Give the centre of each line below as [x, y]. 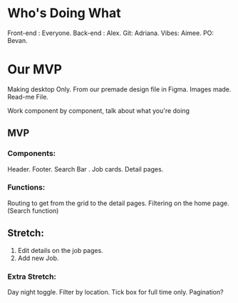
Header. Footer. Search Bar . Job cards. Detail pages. [86, 169]
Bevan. [18, 40]
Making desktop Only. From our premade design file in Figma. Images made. [119, 89]
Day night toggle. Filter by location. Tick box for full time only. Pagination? [115, 292]
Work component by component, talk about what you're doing [99, 110]
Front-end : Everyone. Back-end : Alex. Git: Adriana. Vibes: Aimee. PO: [111, 33]
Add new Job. [38, 258]
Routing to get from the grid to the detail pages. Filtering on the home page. [118, 203]
